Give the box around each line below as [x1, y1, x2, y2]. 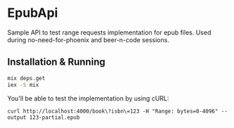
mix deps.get [7, 75, 46, 82]
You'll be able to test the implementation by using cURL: [7, 94, 169, 103]
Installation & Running [7, 56, 105, 68]
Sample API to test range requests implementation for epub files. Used [7, 28, 212, 37]
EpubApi [7, 5, 58, 21]
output [7, 114, 27, 121]
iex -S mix [7, 81, 39, 89]
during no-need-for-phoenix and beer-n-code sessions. [7, 35, 170, 44]
